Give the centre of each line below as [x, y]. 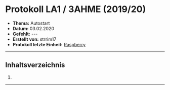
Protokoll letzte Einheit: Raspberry [49, 44]
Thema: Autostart [31, 23]
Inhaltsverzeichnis [35, 65]
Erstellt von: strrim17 [34, 39]
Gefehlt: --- [25, 34]
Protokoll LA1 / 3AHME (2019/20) [76, 9]
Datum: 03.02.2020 [33, 28]
